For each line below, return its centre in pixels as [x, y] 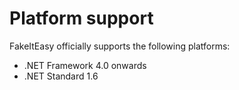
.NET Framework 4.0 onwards [85, 65]
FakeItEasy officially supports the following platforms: [120, 46]
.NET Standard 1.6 [61, 76]
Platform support [81, 18]
